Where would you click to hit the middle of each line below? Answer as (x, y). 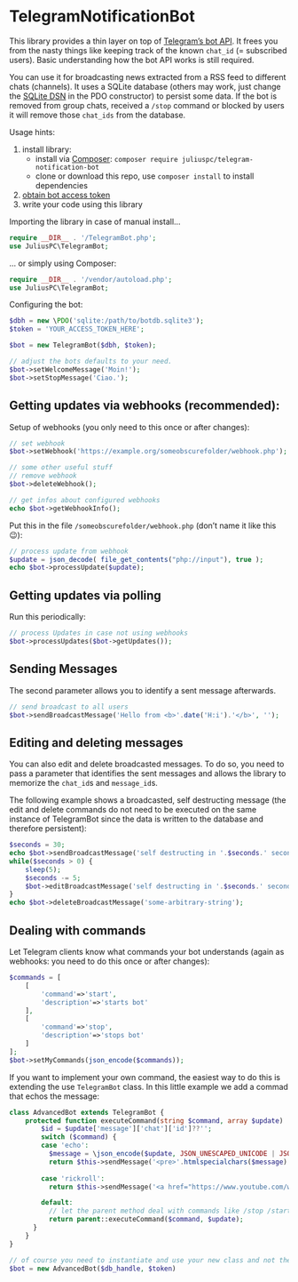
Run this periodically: (47, 617)
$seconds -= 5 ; (53, 877)
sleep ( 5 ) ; (43, 869)
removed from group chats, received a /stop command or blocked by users (147, 105)
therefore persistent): (48, 829)
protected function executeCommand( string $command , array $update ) (154, 1121)
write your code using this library (82, 204)
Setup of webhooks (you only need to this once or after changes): (129, 427)
